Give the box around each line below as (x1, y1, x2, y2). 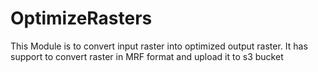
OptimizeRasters (10, 7, 153, 30)
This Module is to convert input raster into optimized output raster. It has (10, 40, 308, 52)
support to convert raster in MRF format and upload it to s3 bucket (10, 50, 284, 62)
